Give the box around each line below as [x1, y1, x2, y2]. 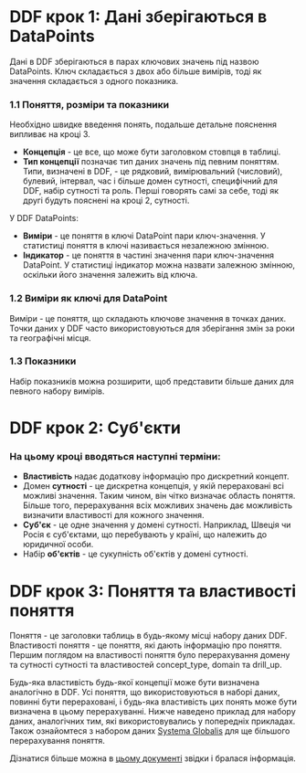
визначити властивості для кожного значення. [22, 510, 205, 521]
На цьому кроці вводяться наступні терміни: [9, 450, 221, 462]
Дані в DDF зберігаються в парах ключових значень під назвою [9, 56, 259, 67]
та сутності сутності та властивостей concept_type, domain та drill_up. [9, 660, 282, 671]
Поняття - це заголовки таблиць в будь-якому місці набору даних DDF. [9, 630, 288, 641]
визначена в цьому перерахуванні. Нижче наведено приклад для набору [9, 706, 297, 717]
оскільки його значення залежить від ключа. [22, 270, 198, 281]
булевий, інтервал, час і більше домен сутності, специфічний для [22, 175, 279, 186]
